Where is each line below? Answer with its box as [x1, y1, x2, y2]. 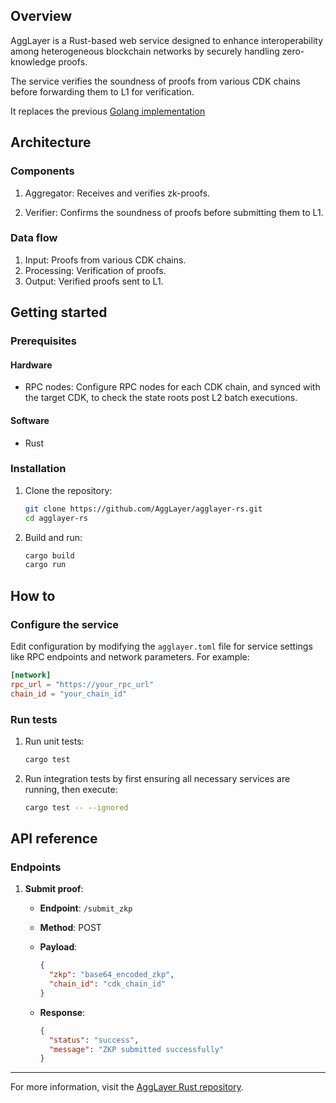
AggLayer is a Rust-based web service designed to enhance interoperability [10, 34, 324, 46]
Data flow [10, 231, 58, 245]
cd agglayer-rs [24, 513, 89, 523]
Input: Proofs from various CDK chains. [24, 254, 187, 266]
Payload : [39, 941, 78, 953]
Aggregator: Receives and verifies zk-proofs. [24, 187, 211, 199]
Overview [10, 8, 73, 25]
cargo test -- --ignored [24, 802, 129, 813]
